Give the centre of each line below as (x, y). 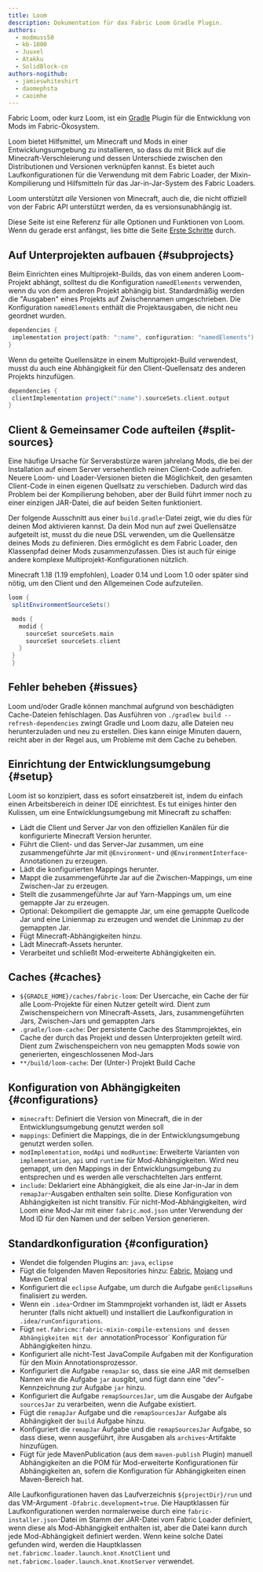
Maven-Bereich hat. (51, 1479)
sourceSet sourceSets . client (73, 641)
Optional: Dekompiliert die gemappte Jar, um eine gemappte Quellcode (134, 911)
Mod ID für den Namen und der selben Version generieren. (115, 1219)
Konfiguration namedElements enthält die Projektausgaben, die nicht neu (123, 308)
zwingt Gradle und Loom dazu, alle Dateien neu (157, 722)
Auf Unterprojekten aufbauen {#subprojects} (121, 255)
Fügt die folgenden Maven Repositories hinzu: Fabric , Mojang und (126, 1271)
